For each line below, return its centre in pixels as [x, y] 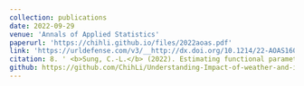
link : [19, 51]
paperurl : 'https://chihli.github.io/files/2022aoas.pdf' [121, 43]
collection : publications [58, 17]
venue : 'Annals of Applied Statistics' [85, 34]
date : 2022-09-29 [42, 26]
